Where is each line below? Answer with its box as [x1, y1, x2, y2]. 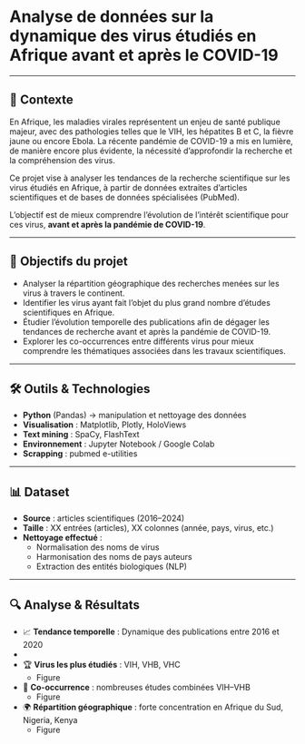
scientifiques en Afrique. [22, 307, 115, 318]
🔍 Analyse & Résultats [9, 597, 141, 612]
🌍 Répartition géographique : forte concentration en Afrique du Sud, [22, 701, 284, 712]
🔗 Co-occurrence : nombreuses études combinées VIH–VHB [22, 682, 251, 692]
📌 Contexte [9, 93, 74, 108]
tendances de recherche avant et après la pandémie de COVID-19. [22, 326, 271, 337]
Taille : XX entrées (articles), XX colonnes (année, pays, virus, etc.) [22, 523, 274, 534]
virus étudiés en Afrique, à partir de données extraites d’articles [9, 181, 248, 192]
